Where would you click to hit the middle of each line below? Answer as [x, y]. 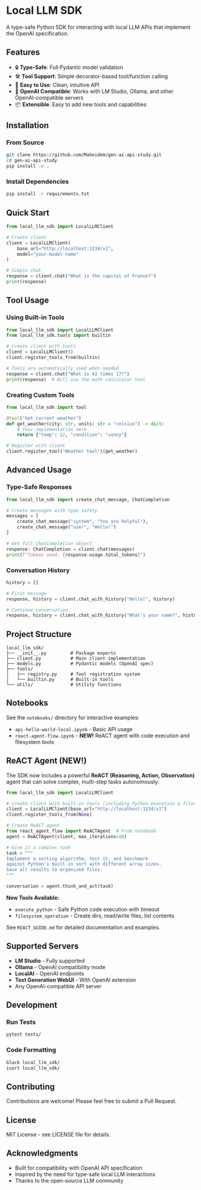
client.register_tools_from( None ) [49, 815]
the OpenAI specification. [37, 33]
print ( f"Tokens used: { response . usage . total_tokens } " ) [76, 555]
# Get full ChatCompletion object [49, 543]
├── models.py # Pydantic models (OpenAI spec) [80, 664]
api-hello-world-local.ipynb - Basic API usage [74, 729]
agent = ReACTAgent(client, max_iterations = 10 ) [67, 836]
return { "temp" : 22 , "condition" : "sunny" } [72, 435]
